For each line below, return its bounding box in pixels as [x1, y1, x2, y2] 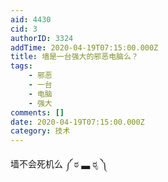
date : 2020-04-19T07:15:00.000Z [10, 117, 145, 127]
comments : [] [10, 107, 65, 118]
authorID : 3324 [10, 33, 74, 43]
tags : [10, 61, 33, 71]
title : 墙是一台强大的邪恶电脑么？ [10, 52, 139, 62]
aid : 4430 [10, 14, 52, 25]
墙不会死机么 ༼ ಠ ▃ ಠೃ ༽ [10, 158, 108, 170]
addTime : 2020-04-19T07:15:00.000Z [10, 42, 159, 53]
